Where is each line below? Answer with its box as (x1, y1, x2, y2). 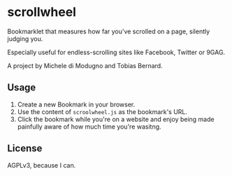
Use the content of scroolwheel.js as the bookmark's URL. (17, 107, 187, 115)
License (7, 143, 43, 154)
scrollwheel (7, 4, 77, 20)
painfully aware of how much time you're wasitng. (17, 122, 162, 131)
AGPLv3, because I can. (7, 161, 76, 169)
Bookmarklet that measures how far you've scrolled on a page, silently (7, 27, 210, 35)
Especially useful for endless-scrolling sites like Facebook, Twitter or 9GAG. (7, 48, 226, 56)
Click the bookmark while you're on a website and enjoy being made (17, 115, 215, 123)
